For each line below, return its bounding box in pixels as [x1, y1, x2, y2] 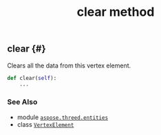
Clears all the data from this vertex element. [7, 61, 131, 70]
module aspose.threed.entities [17, 113, 109, 121]
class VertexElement [17, 120, 74, 128]
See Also [7, 97, 38, 107]
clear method [76, 4, 155, 20]
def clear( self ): [7, 74, 57, 81]
